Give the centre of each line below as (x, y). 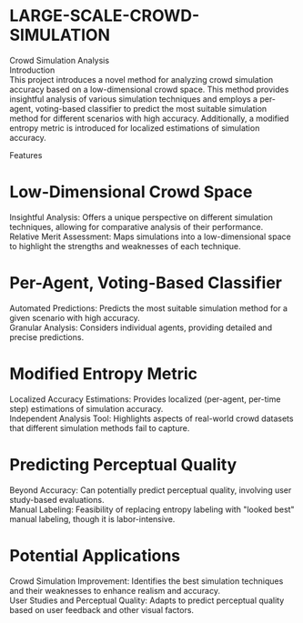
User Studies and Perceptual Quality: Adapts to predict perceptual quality (147, 600)
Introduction (32, 70)
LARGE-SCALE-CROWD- (105, 16)
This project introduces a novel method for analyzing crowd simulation (141, 79)
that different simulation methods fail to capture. (100, 427)
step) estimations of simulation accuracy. (86, 408)
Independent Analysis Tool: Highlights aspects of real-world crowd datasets (151, 418)
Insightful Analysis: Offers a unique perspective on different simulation (141, 217)
